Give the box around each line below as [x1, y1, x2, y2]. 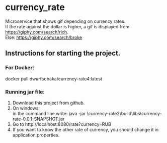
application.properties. [12, 132, 60, 138]
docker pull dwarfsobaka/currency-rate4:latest [5, 75, 102, 82]
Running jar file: [5, 88, 45, 95]
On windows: [12, 105, 40, 111]
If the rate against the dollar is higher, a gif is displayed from [5, 23, 130, 29]
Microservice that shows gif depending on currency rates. [5, 18, 126, 24]
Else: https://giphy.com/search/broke [5, 34, 82, 40]
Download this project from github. [12, 100, 85, 106]
